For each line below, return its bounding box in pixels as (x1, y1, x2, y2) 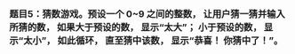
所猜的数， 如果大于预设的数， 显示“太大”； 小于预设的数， (9, 20, 262, 33)
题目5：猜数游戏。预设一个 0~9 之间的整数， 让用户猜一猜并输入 (9, 7, 286, 19)
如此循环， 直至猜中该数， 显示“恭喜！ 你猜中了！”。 (57, 34, 283, 46)
